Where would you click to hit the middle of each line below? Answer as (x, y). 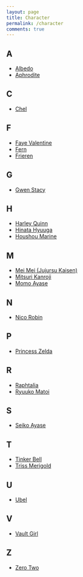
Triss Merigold (33, 466)
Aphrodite (28, 75)
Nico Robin (29, 317)
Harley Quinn (32, 223)
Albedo (24, 68)
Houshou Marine (36, 236)
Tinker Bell (28, 459)
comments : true (25, 29)
